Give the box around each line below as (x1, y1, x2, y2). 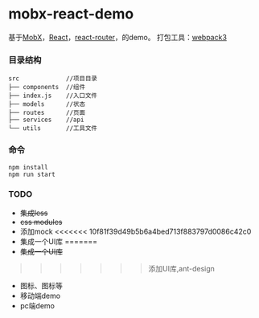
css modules (19, 217, 63, 226)
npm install (8, 163, 48, 171)
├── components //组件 (8, 84, 86, 92)
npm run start (8, 170, 56, 178)
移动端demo (19, 291, 61, 300)
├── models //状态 (8, 100, 86, 108)
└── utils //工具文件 (8, 124, 98, 132)
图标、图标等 (19, 280, 63, 290)
